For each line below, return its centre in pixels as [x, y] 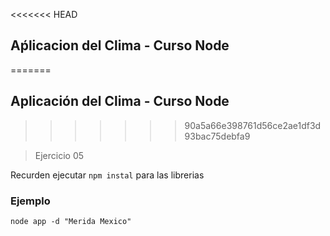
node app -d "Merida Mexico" [71, 221]
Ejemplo [30, 201]
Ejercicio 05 [59, 155]
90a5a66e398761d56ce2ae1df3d [253, 125]
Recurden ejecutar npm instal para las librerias [107, 175]
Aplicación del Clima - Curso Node [120, 101]
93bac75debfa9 [217, 136]
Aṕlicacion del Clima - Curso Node [120, 45]
